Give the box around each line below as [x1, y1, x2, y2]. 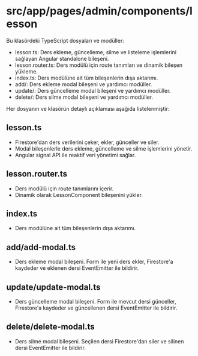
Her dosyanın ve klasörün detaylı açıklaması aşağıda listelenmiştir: [6, 105, 170, 112]
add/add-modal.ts [6, 242, 76, 252]
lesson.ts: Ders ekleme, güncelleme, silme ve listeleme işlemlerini [14, 48, 177, 55]
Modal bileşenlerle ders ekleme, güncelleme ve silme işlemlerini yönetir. [14, 145, 193, 152]
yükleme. [14, 67, 38, 75]
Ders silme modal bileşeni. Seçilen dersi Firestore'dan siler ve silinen [14, 337, 184, 345]
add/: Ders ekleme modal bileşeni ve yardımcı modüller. [14, 80, 152, 88]
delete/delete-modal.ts [6, 322, 95, 332]
